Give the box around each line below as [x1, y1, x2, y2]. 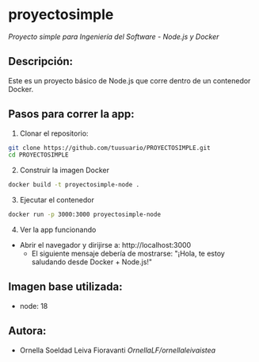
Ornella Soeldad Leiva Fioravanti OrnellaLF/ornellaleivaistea [19, 345, 216, 355]
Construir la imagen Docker [19, 165, 109, 175]
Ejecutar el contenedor [19, 195, 95, 205]
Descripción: [8, 55, 74, 68]
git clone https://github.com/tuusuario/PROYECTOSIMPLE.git [8, 144, 211, 152]
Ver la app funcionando [19, 225, 97, 235]
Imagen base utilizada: [8, 280, 123, 294]
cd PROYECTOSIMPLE [8, 151, 69, 160]
